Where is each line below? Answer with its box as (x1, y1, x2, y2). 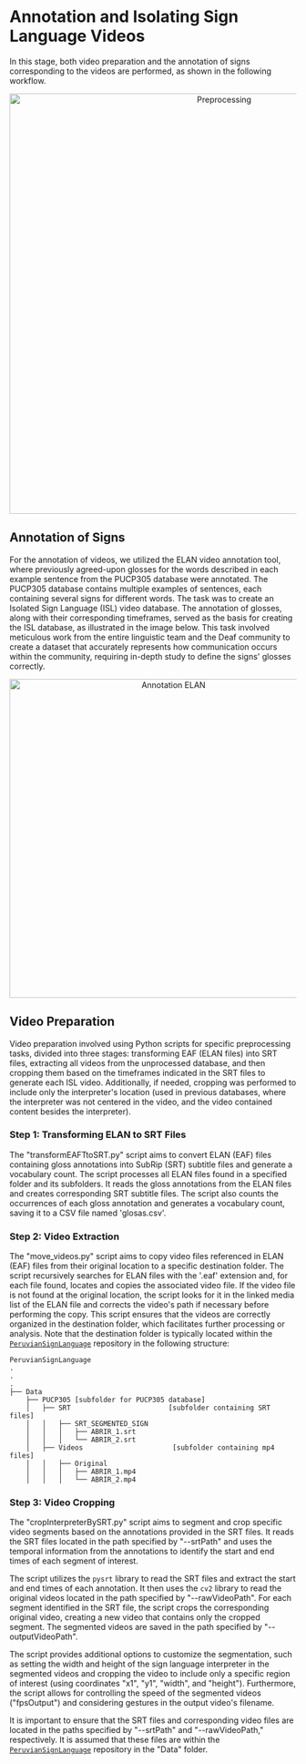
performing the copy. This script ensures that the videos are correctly (9, 1309, 271, 1320)
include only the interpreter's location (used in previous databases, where (9, 1086, 287, 1097)
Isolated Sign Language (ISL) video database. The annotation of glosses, (9, 602, 282, 613)
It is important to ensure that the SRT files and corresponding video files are (9, 1715, 294, 1726)
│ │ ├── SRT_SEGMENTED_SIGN (25, 1420, 148, 1429)
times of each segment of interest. (9, 1555, 138, 1566)
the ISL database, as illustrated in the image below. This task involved (9, 621, 270, 632)
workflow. (9, 75, 46, 86)
